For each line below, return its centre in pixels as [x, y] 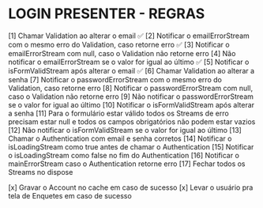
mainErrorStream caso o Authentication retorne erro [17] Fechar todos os [127, 164]
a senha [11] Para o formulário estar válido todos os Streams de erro [118, 113]
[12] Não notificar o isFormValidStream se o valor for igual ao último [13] [125, 130]
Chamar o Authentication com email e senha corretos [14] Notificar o [120, 138]
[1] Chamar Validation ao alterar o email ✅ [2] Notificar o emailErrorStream [129, 36]
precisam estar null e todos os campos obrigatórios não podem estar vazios [132, 121]
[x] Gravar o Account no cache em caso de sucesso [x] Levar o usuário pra [131, 187]
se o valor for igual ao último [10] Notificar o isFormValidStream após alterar [131, 104]
